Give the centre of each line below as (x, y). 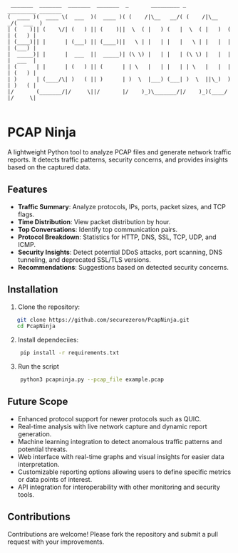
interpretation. (38, 464)
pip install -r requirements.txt (70, 353)
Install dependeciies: (48, 340)
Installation (33, 290)
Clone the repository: (49, 307)
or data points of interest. (55, 479)
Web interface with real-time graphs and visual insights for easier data (121, 456)
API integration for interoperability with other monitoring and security (119, 487)
